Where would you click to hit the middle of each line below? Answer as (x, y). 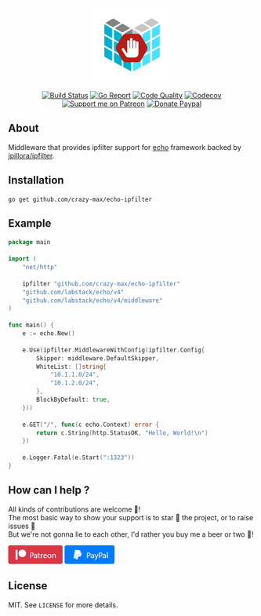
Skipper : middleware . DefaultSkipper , (98, 358)
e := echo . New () (49, 334)
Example (30, 223)
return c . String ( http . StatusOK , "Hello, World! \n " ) (123, 433)
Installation (36, 180)
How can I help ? (49, 490)
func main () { (31, 325)
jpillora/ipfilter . (31, 155)
